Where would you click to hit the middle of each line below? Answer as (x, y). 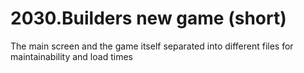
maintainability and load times (71, 56)
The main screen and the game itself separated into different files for (152, 46)
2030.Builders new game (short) (148, 18)
